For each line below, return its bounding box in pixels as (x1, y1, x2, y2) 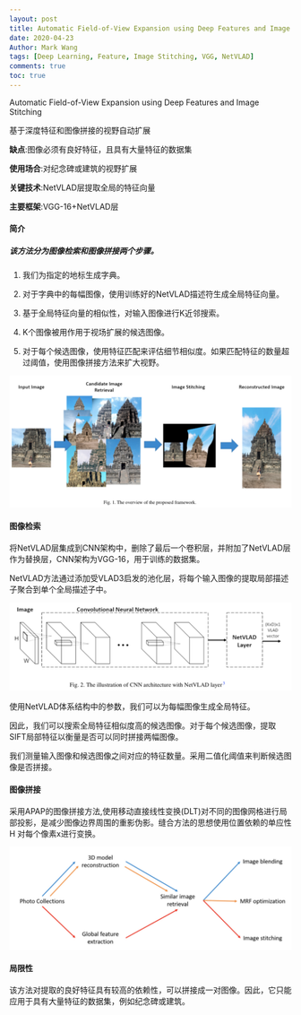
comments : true (9, 62, 66, 71)
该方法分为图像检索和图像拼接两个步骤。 (9, 246, 159, 256)
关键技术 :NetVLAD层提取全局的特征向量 (9, 182, 156, 193)
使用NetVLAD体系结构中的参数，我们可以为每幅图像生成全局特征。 (9, 701, 255, 712)
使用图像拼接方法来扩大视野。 (53, 357, 164, 368)
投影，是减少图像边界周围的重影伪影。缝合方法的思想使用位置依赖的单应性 (16, 817, 292, 828)
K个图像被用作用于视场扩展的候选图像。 (21, 327, 170, 338)
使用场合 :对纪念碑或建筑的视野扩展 (9, 162, 138, 174)
